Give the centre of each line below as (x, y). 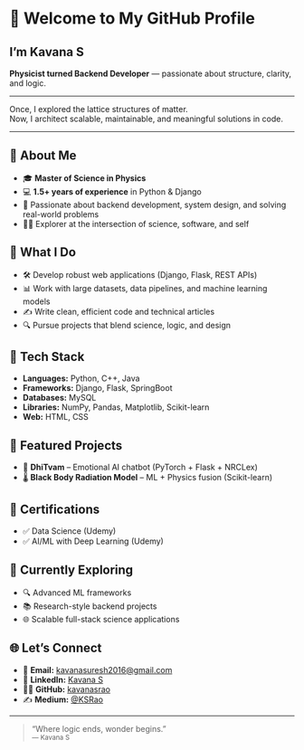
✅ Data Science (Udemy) (69, 531)
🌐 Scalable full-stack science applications (101, 619)
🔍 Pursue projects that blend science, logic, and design (127, 325)
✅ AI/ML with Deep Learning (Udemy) (93, 541)
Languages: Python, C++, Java (81, 378)
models (36, 301)
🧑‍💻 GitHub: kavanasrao (66, 689)
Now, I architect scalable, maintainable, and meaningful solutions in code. (146, 119)
